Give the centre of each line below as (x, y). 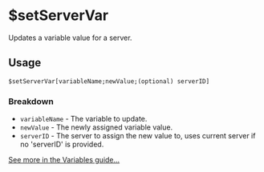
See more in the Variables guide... (64, 160)
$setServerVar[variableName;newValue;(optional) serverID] (109, 81)
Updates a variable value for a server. (70, 38)
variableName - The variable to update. (83, 119)
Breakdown (31, 101)
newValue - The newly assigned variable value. (96, 127)
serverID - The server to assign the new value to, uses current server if (138, 136)
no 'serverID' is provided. (62, 144)
